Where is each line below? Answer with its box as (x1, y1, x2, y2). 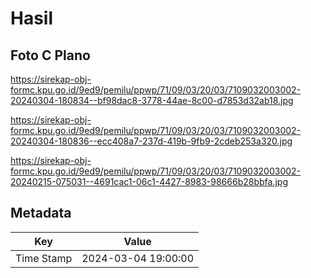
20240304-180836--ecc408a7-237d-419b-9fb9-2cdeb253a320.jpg (10, 135, 293, 147)
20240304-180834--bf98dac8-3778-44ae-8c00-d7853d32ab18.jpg (10, 95, 294, 106)
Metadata (10, 205, 72, 222)
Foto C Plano (10, 47, 91, 64)
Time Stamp (15, 251, 73, 265)
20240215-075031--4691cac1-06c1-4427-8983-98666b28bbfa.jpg (10, 176, 288, 187)
